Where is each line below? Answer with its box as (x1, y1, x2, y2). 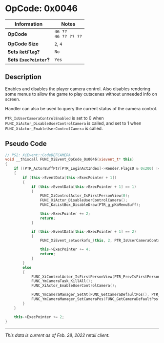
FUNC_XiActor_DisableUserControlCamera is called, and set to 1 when (5, 120, 142, 126)
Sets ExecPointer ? (7, 56, 50, 63)
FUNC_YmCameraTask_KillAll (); (31, 279, 93, 283)
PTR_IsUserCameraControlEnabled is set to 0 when (5, 115, 104, 121)
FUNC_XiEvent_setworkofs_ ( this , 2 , (40, 238, 112, 243)
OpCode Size (7, 40, 39, 47)
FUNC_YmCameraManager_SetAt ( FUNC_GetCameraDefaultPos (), (31, 292, 150, 297)
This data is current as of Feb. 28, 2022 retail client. (5, 332, 110, 338)
